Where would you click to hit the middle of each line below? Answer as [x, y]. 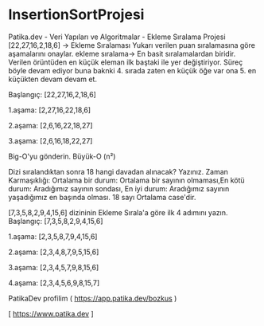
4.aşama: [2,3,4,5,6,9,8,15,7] [54, 283]
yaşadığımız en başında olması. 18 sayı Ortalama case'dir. [102, 197]
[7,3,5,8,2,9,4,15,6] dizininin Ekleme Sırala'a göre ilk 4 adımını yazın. [118, 212]
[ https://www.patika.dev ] [51, 313]
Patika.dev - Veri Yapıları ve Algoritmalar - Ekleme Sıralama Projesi [117, 37]
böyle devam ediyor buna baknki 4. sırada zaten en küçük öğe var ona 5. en [132, 70]
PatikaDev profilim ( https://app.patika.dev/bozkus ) [93, 298]
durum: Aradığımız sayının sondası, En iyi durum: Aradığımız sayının [119, 188]
